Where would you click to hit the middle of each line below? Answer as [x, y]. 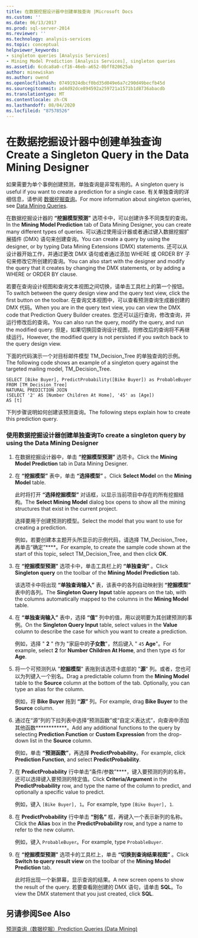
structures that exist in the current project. [66, 508]
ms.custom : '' [24, 17]
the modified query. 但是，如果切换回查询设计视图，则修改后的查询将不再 [95, 330]
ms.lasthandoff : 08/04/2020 [41, 105]
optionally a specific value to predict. [60, 792]
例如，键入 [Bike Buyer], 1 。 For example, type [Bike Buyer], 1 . [94, 804]
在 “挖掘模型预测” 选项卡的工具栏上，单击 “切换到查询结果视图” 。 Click [102, 854]
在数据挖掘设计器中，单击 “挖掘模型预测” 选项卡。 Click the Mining [96, 457]
